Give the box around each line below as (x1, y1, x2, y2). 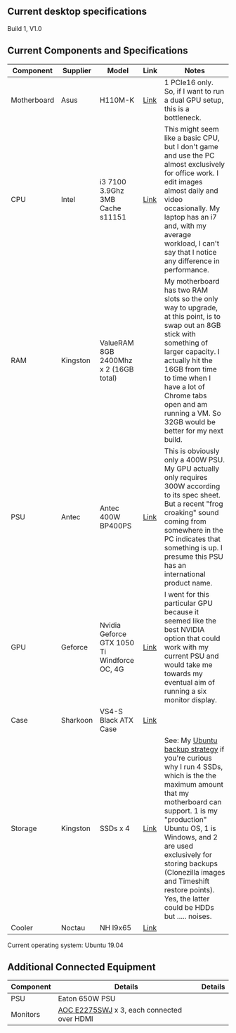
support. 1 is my (164, 806, 218, 816)
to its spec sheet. (164, 490, 221, 500)
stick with (164, 329, 196, 338)
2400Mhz (99, 355, 133, 365)
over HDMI (58, 1014, 93, 1024)
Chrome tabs (164, 391, 207, 400)
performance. (164, 265, 209, 274)
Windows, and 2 (164, 832, 218, 842)
